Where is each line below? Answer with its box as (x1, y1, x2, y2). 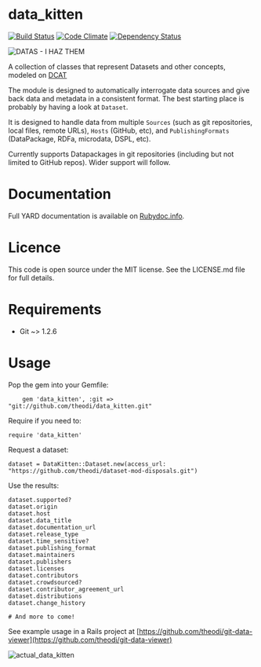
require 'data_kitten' (8, 431, 82, 439)
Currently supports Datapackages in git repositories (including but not (8, 149, 234, 159)
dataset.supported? (8, 496, 72, 504)
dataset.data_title (8, 516, 72, 524)
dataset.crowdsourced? (8, 578, 82, 586)
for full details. (8, 273, 55, 282)
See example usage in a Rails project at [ (8, 626, 140, 636)
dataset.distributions (8, 592, 82, 600)
